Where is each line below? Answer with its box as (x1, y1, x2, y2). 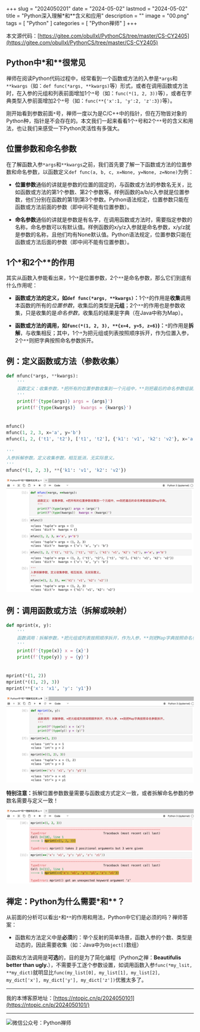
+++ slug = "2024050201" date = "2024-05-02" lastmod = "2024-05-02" (6, 5, 188, 12)
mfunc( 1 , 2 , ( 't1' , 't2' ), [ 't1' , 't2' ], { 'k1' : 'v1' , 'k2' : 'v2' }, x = (6, 436, 187, 442)
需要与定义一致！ (16, 797, 58, 804)
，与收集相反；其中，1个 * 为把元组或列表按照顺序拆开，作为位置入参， (20, 329, 192, 336)
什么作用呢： (6, 282, 37, 289)
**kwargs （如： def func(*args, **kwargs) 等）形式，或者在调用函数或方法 (6, 82, 189, 89)
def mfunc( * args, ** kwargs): (6, 373, 79, 379)
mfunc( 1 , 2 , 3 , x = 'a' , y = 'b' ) (6, 430, 82, 436)
